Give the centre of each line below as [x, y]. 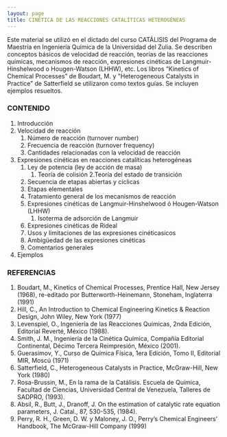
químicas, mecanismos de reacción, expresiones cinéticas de [94, 61]
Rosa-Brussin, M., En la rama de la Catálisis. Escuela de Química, [109, 383]
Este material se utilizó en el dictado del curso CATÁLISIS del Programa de [112, 39]
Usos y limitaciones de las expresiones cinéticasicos [101, 233]
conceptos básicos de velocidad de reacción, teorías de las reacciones [108, 54]
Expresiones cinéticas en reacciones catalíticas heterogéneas [104, 159]
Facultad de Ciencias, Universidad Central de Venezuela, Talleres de [113, 390]
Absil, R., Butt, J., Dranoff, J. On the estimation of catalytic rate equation [119, 404]
